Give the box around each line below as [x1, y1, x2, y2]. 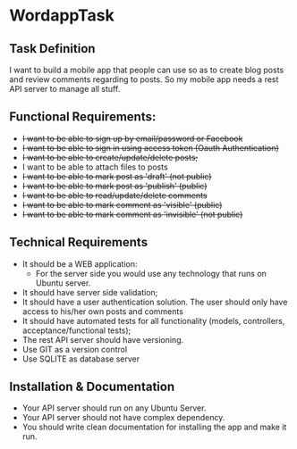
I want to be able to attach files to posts [21, 162, 168, 172]
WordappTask [9, 5, 115, 26]
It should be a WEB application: [21, 258, 138, 269]
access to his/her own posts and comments [21, 305, 183, 317]
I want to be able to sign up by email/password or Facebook [21, 133, 243, 144]
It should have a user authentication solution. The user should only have [21, 296, 288, 307]
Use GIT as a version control [21, 344, 128, 354]
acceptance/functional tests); [21, 325, 132, 336]
